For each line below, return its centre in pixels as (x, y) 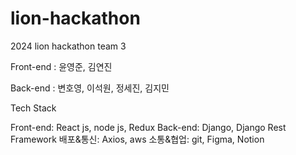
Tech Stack (33, 108)
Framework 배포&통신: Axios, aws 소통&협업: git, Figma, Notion (137, 139)
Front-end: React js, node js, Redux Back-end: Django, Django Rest (148, 127)
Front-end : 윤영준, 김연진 (61, 66)
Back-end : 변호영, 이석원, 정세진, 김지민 (90, 88)
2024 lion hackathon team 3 (68, 46)
